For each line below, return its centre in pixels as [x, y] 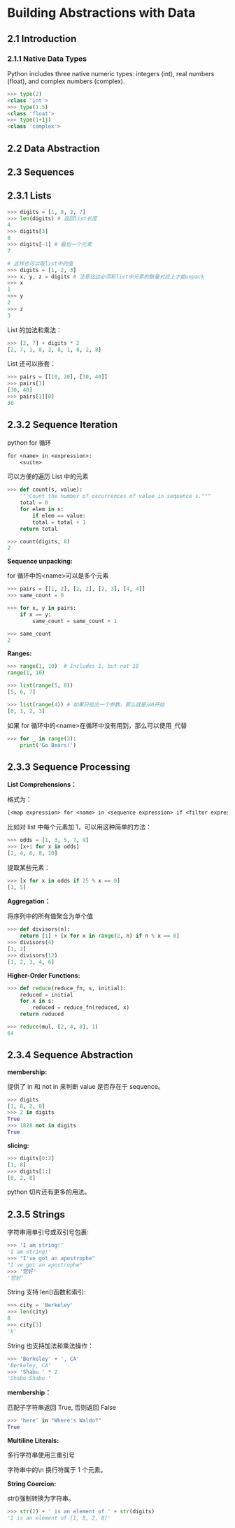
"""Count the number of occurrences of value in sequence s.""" [115, 497]
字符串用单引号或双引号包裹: [48, 1232]
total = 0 [34, 503]
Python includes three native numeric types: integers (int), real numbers [111, 73]
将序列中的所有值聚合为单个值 [50, 916]
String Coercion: [32, 1484]
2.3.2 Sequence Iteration [63, 425]
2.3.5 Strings [36, 1214]
